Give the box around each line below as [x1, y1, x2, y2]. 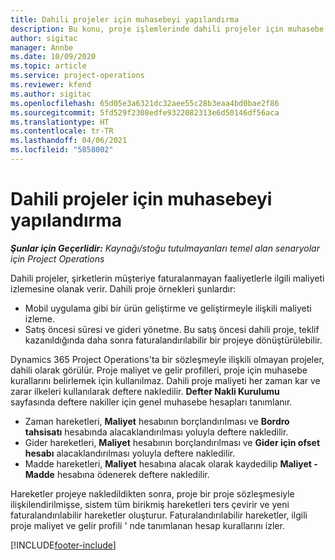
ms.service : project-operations [10, 71, 145, 81]
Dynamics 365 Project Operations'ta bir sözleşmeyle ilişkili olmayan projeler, [10, 353, 325, 365]
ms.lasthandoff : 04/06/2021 [10, 136, 128, 146]
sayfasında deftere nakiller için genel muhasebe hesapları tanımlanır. [10, 396, 293, 408]
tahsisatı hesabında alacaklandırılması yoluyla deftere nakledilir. [24, 426, 289, 438]
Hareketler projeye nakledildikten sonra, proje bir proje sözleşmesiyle [10, 487, 295, 500]
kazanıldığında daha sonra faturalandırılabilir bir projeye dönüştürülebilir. [24, 334, 323, 346]
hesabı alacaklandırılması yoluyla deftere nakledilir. [24, 447, 236, 459]
